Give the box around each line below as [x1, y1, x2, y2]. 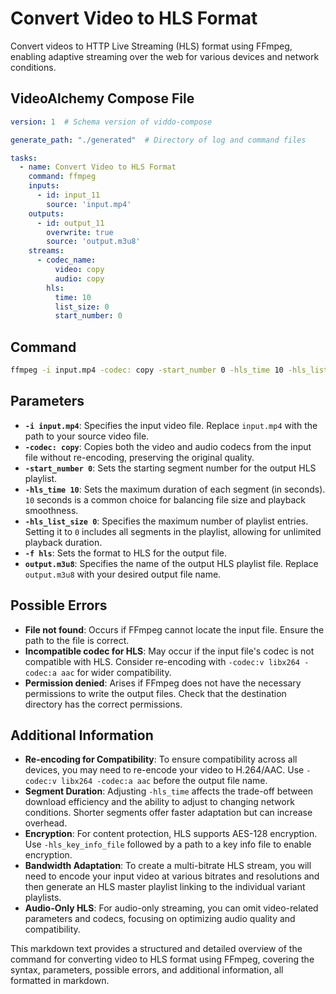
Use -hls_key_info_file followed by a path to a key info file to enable [24, 838, 312, 851]
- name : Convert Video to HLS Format [19, 162, 177, 172]
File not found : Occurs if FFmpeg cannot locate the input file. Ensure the [24, 623, 325, 636]
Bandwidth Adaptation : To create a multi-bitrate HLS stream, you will [24, 860, 312, 872]
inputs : [28, 181, 60, 191]
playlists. [24, 892, 62, 904]
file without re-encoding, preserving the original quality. [24, 451, 255, 463]
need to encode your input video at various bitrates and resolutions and [24, 870, 320, 882]
